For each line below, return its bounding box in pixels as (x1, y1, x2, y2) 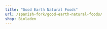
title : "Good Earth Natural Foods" (5, 7, 78, 12)
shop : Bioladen (5, 16, 36, 21)
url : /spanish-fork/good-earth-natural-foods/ (5, 12, 103, 17)
